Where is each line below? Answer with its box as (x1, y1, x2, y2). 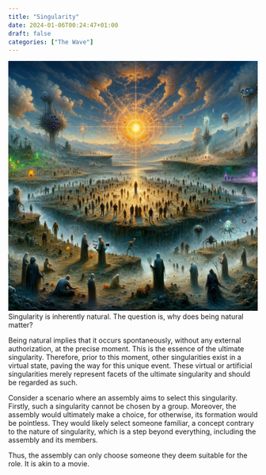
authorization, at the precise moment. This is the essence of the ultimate (8, 344, 245, 354)
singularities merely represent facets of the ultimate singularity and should (8, 370, 251, 379)
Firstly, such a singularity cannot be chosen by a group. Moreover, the (8, 401, 237, 412)
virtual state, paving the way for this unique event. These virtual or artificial (8, 361, 253, 370)
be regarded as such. (8, 377, 78, 388)
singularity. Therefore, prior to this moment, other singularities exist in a (8, 353, 241, 362)
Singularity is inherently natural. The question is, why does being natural (8, 312, 244, 321)
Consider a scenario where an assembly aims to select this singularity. (8, 393, 238, 403)
